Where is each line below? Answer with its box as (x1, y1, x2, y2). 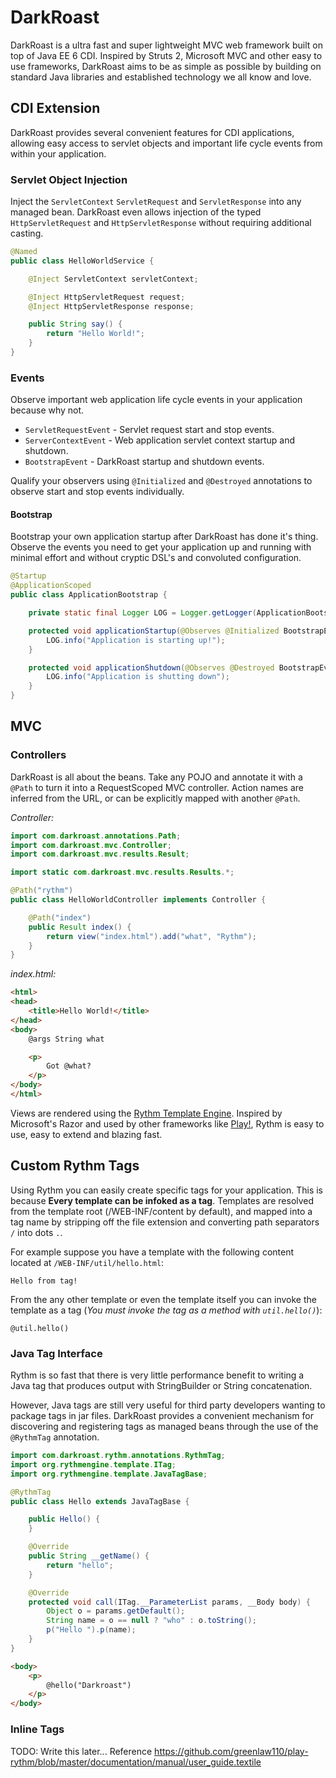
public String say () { (28, 319, 123, 330)
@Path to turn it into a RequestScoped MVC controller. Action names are (10, 781, 304, 793)
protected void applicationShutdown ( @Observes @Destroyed (28, 662, 275, 673)
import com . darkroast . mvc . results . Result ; (10, 849, 190, 860)
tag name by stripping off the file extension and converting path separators (10, 1216, 320, 1228)
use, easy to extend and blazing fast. (10, 1128, 163, 1140)
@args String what (28, 1034, 105, 1044)
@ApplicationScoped (10, 581, 92, 591)
